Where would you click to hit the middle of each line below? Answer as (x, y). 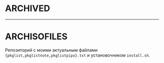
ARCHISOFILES (36, 37)
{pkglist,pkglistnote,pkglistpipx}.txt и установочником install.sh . (78, 55)
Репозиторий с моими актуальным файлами (51, 50)
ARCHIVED (28, 8)
